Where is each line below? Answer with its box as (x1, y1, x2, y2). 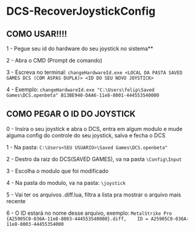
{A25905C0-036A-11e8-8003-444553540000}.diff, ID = (6, 215, 149, 222)
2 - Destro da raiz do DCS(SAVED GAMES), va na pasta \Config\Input (6, 155, 182, 163)
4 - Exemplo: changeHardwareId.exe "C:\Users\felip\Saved (6, 86, 155, 93)
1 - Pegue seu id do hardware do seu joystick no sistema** (6, 45, 154, 52)
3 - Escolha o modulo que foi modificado (6, 167, 108, 174)
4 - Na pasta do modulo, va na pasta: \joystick (6, 179, 126, 186)
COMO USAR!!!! (6, 29, 68, 39)
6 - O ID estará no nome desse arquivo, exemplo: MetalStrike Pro (6, 209, 172, 217)
